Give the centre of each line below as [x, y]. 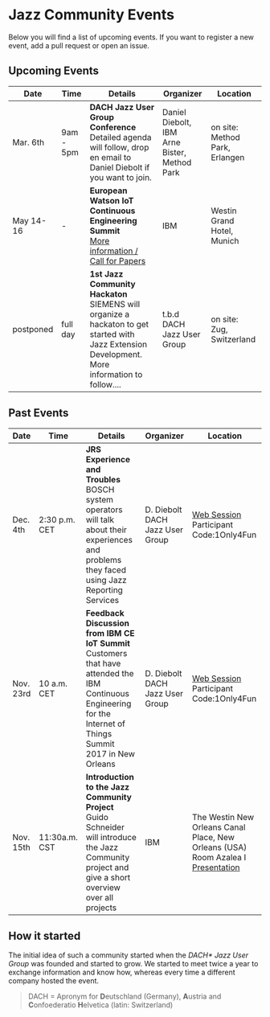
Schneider [105, 827]
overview [103, 888]
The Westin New [223, 817]
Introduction [110, 777]
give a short [108, 877]
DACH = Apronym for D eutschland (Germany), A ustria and [125, 996]
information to [116, 374]
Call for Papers [118, 260]
